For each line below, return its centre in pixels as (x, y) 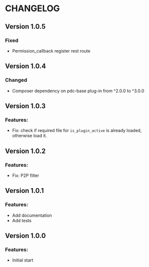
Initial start (23, 260)
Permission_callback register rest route (51, 51)
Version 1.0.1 (25, 191)
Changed (16, 80)
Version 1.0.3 (25, 106)
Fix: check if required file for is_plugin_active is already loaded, (77, 131)
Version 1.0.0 (26, 236)
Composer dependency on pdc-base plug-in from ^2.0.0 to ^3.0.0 (78, 91)
